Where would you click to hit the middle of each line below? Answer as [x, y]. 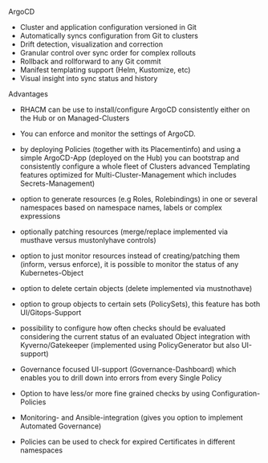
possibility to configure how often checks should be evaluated [123, 328]
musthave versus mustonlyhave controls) [88, 240]
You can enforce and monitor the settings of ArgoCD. [108, 133]
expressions [40, 216]
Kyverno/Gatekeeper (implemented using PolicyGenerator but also [130, 345]
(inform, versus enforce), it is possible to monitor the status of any [129, 264]
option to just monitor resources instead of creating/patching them [130, 256]
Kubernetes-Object [52, 273]
